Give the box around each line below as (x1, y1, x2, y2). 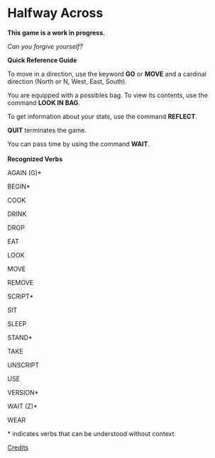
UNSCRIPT (7, 360, 39, 369)
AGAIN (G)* (7, 168, 42, 177)
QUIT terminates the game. (7, 125, 87, 134)
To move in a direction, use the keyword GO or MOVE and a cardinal (7, 69, 207, 78)
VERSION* (7, 388, 39, 396)
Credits (7, 443, 29, 452)
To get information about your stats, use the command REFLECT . (7, 112, 197, 121)
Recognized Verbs (7, 155, 63, 163)
